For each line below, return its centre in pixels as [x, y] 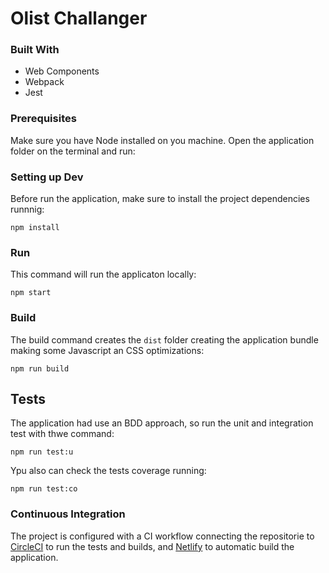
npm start [31, 293]
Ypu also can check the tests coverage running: [108, 471]
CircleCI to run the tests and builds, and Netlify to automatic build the [152, 546]
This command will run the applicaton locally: [103, 274]
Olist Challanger [79, 18]
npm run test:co [44, 489]
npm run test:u [42, 452]
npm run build [40, 368]
